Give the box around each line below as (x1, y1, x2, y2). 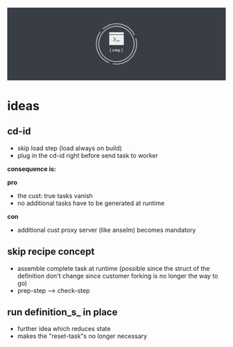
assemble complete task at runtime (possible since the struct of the (17, 264, 210, 272)
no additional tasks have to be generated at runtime (17, 199, 165, 207)
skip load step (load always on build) (17, 143, 123, 152)
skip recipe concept (7, 246, 95, 258)
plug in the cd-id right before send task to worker (17, 151, 158, 159)
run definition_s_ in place (7, 306, 118, 319)
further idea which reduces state (17, 325, 111, 333)
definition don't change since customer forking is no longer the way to (17, 272, 218, 280)
